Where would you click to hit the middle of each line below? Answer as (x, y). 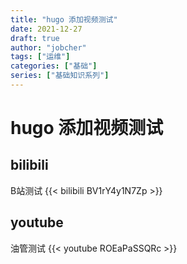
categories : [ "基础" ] (54, 66)
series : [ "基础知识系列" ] (60, 76)
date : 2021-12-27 (46, 29)
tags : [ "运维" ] (40, 57)
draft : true (35, 38)
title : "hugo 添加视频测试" (64, 19)
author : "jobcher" (48, 47)
